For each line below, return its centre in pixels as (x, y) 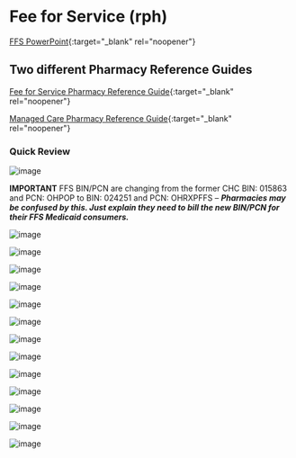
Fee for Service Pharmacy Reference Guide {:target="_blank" (121, 91)
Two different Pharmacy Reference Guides (131, 70)
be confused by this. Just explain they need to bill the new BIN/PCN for (144, 208)
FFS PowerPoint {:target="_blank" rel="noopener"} (103, 41)
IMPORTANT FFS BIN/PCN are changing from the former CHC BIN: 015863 (148, 189)
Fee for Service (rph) (89, 17)
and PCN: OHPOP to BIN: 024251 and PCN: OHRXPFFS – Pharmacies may (148, 198)
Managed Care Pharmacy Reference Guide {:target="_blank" (121, 118)
